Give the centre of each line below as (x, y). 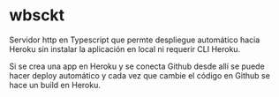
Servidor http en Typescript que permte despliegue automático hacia (135, 40)
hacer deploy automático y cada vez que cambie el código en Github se (140, 75)
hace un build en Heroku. (55, 85)
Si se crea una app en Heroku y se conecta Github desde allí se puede (137, 66)
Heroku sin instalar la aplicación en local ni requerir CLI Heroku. (125, 48)
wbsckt (37, 15)
